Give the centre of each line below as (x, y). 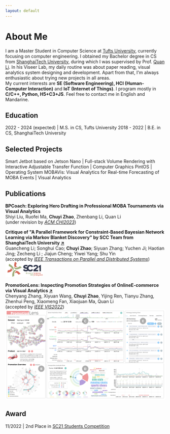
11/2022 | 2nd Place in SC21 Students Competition (58, 426)
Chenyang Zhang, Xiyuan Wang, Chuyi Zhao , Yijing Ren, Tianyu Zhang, (80, 296)
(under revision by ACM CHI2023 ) (41, 222)
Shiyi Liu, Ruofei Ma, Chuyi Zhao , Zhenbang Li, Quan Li (63, 217)
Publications (26, 194)
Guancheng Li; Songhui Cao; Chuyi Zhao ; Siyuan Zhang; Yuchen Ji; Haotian (85, 248)
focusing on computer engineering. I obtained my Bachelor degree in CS (81, 56)
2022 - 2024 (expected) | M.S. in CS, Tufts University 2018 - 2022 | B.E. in (83, 128)
